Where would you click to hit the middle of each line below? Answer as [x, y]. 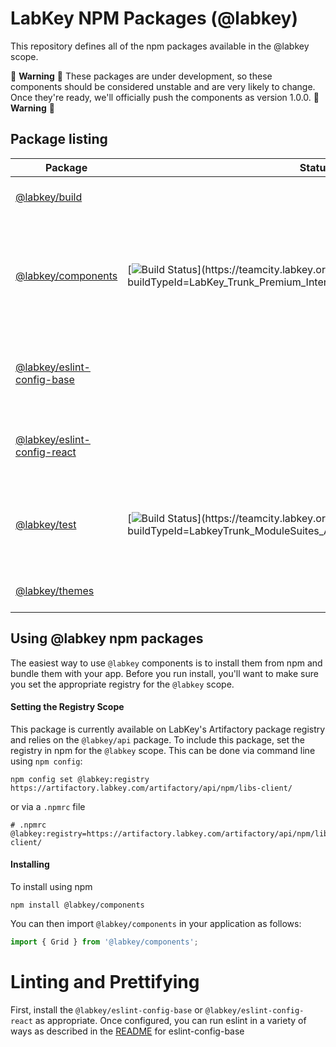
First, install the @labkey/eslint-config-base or [106, 1009]
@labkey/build [49, 197]
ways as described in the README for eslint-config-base [127, 1031]
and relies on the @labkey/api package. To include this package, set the [157, 739]
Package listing [59, 139]
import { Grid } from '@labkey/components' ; [104, 942]
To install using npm [51, 886]
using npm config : [46, 761]
